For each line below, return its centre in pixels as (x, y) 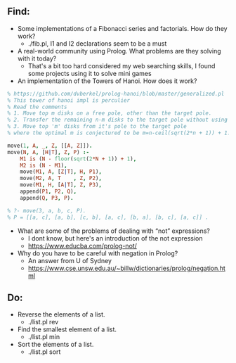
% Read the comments (38, 107)
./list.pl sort (44, 352)
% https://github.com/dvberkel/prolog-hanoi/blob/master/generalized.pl (116, 94)
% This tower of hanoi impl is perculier (69, 100)
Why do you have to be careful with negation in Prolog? (98, 253)
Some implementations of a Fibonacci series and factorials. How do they (122, 28)
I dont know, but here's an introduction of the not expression (115, 238)
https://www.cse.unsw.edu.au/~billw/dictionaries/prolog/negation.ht (127, 268)
